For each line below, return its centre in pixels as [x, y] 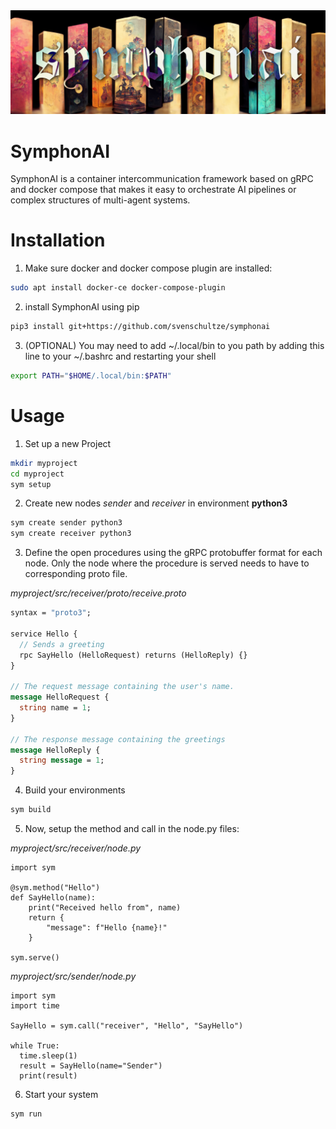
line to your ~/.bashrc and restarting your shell [120, 356]
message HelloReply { [55, 750]
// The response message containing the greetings [118, 739]
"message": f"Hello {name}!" [107, 928]
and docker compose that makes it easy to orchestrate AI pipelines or [153, 190]
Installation [58, 240]
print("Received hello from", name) [105, 908]
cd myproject [37, 474]
